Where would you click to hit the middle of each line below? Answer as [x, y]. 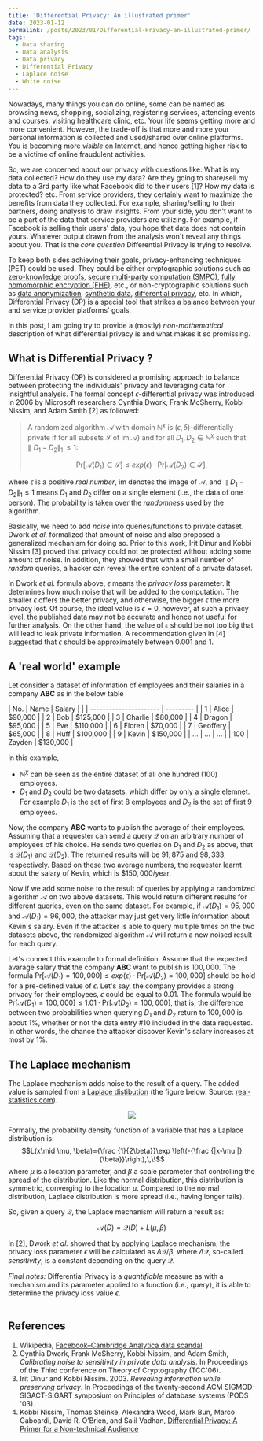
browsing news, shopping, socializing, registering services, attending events [132, 112]
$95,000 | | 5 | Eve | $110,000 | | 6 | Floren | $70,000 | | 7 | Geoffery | [120, 726]
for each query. [33, 943]
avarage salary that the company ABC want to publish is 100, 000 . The [122, 967]
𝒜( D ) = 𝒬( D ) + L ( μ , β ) [132, 1228]
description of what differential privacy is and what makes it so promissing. [130, 333]
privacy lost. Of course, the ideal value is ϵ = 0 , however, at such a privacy [128, 608]
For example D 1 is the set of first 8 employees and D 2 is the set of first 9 [136, 802]
